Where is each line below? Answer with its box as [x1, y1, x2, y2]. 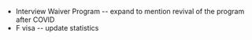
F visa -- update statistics [15, 24, 99, 32]
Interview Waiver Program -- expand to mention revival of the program [15, 7, 245, 16]
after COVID [15, 15, 55, 24]
